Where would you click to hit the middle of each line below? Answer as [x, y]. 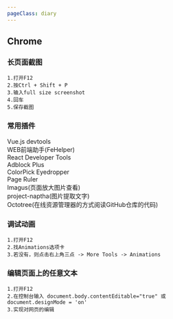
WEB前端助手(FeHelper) [41, 149]
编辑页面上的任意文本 [42, 273]
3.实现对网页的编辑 [31, 310]
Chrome [25, 42]
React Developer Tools [39, 157]
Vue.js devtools [29, 141]
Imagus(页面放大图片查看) [44, 187]
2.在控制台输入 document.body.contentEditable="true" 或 [86, 296]
